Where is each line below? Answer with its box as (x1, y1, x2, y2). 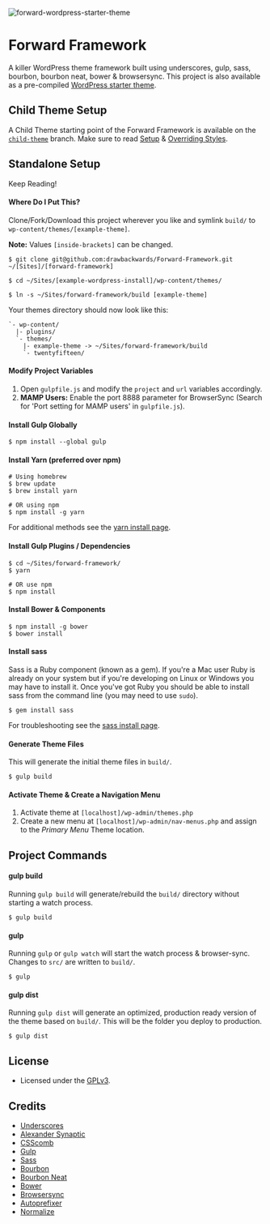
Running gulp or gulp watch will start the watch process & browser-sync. (8, 948, 251, 958)
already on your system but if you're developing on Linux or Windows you (8, 673, 255, 683)
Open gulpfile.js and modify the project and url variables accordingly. (19, 383, 263, 393)
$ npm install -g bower (8, 623, 89, 631)
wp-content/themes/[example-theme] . (8, 224, 131, 233)
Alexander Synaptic (19, 1129, 86, 1139)
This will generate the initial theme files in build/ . (8, 757, 172, 767)
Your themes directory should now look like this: (8, 305, 169, 315)
